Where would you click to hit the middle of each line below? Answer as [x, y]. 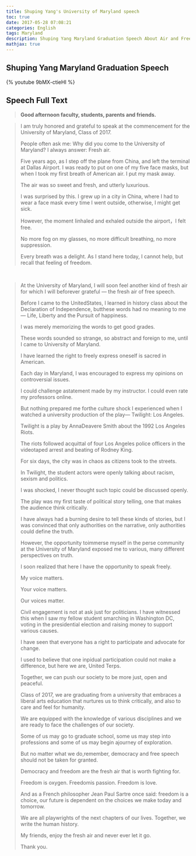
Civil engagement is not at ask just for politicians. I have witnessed [100, 612]
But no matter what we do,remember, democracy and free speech [100, 753]
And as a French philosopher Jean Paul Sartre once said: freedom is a [104, 794]
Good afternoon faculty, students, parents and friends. [88, 114]
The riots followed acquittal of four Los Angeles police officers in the [103, 444]
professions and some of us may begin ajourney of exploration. [96, 742]
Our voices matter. [43, 601]
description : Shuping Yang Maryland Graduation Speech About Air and [92, 39]
